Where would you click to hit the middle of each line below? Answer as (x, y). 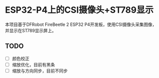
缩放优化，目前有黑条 (33, 64)
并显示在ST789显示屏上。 (31, 30)
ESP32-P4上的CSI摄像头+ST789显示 (79, 10)
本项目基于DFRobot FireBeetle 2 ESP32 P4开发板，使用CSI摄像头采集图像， (81, 24)
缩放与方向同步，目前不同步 (40, 71)
